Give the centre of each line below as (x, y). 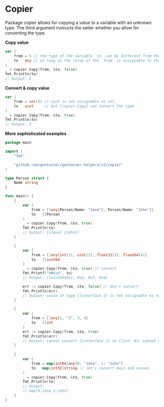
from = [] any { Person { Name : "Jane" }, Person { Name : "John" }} (92, 210)
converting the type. (25, 33)
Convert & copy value (27, 88)
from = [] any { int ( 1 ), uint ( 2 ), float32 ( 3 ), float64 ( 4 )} (89, 255)
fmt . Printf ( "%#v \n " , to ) (48, 273)
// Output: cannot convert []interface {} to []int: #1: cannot (89, 341)
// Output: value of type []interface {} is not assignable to (88, 295)
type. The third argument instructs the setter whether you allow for (72, 27)
